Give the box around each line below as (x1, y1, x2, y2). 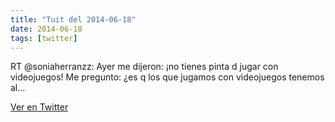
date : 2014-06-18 (10, 24, 83, 34)
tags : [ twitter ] (10, 33, 78, 43)
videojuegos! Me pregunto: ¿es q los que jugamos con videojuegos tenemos (10, 71, 325, 83)
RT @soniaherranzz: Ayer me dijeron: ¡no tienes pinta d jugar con (10, 61, 279, 73)
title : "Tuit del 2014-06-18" (10, 14, 137, 25)
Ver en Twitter (10, 101, 69, 113)
